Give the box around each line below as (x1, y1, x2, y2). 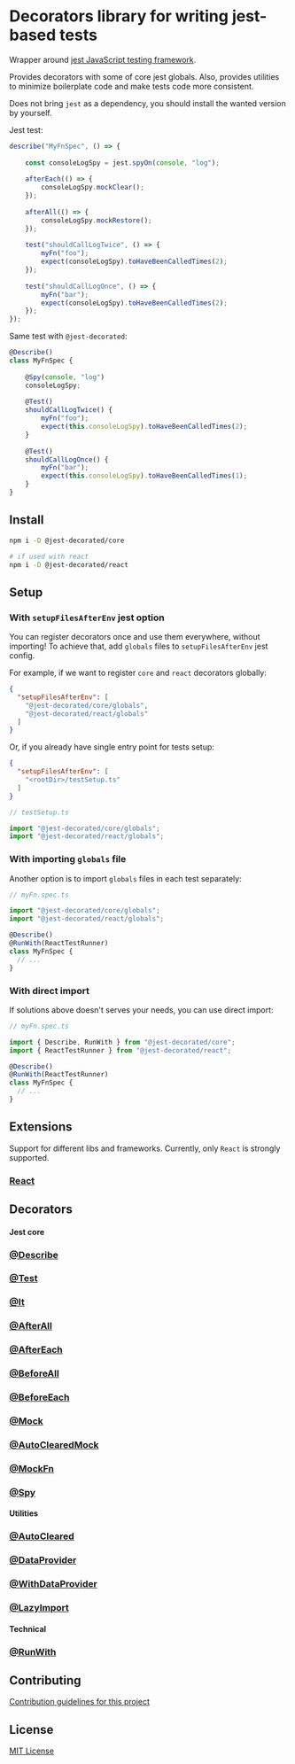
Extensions (9, 1119, 73, 1135)
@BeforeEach (9, 1391, 70, 1403)
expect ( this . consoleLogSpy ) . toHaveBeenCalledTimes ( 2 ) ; (41, 423, 248, 431)
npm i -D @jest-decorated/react (9, 560, 128, 569)
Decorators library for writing (9, 6, 229, 27)
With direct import (9, 984, 90, 997)
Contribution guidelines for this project (9, 1697, 151, 1707)
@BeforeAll (9, 1367, 59, 1379)
